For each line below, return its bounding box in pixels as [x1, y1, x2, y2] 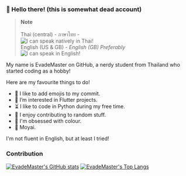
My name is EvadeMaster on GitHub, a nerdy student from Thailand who [6, 61, 180, 68]
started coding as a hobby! [6, 67, 71, 75]
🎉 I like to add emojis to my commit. [14, 90, 101, 97]
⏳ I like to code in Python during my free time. [14, 103, 125, 110]
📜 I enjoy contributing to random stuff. [14, 111, 106, 119]
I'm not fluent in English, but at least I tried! [6, 135, 109, 142]
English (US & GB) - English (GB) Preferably [20, 44, 126, 51]
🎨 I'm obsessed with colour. [14, 118, 82, 125]
